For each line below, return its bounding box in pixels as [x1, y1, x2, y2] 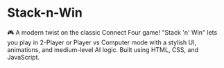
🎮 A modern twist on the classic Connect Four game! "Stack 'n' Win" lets [7, 28, 218, 36]
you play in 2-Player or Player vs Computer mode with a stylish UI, [7, 38, 197, 46]
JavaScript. [7, 53, 40, 61]
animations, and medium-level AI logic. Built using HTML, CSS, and [7, 45, 199, 53]
